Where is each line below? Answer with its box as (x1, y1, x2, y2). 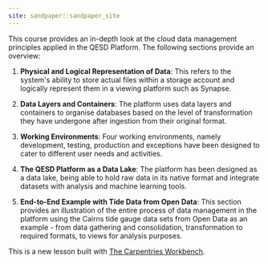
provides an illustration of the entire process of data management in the (19, 205, 258, 215)
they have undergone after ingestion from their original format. (19, 116, 227, 125)
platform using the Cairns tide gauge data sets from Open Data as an (19, 213, 248, 223)
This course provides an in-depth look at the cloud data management (8, 34, 238, 43)
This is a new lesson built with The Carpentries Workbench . (8, 246, 205, 256)
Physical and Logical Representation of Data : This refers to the (19, 66, 231, 76)
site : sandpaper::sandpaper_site (8, 11, 120, 20)
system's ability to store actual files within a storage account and (19, 75, 235, 84)
